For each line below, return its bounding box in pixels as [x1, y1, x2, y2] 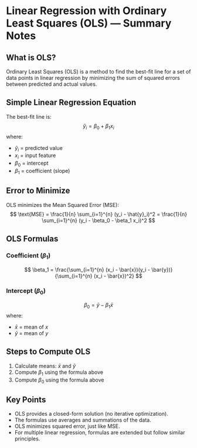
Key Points [6, 394, 46, 404]
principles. [14, 435, 40, 442]
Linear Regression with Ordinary [6, 4, 167, 18]
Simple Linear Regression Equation [6, 98, 137, 108]
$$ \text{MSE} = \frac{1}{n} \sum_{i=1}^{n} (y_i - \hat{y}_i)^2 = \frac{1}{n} [9, 210, 188, 218]
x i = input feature [14, 152, 56, 161]
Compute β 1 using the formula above [14, 369, 104, 377]
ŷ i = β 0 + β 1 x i [83, 122, 114, 131]
